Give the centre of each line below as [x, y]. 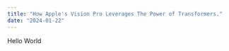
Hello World [24, 40]
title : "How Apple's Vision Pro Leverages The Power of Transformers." [115, 14]
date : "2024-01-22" [36, 21]
